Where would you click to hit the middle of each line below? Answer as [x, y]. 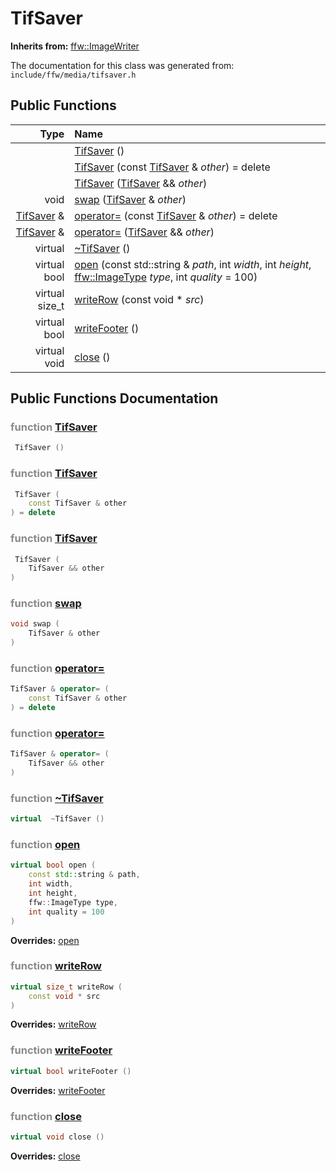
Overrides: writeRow [53, 1024]
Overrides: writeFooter [58, 1090]
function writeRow [56, 966]
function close [46, 1116]
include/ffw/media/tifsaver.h [73, 75]
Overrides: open [45, 940]
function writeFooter [61, 1050]
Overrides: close [45, 1156]
